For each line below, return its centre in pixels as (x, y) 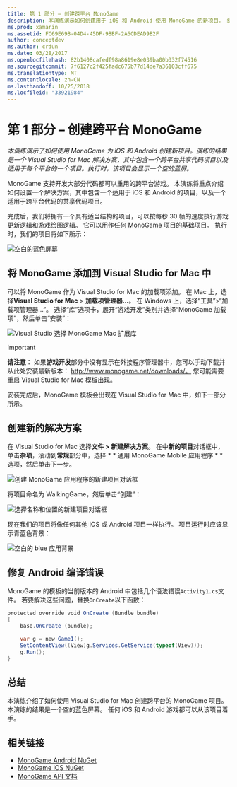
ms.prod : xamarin (33, 27)
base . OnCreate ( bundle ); (56, 626)
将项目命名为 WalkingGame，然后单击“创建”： (74, 494)
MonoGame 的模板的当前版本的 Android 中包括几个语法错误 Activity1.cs (113, 590)
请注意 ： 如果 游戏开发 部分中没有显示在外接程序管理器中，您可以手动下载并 (116, 362)
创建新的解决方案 (44, 428)
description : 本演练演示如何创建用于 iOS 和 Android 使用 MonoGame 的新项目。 (116, 21)
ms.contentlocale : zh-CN (44, 80)
